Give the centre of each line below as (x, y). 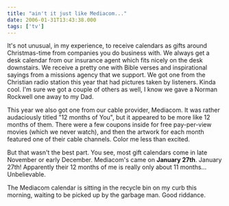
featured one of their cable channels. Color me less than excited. (99, 139)
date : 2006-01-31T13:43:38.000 (52, 20)
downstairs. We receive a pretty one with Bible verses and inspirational (107, 68)
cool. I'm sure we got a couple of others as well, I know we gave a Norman (112, 89)
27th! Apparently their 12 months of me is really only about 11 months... (107, 167)
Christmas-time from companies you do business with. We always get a (109, 53)
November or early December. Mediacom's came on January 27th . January (114, 160)
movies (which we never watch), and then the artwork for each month (106, 132)
